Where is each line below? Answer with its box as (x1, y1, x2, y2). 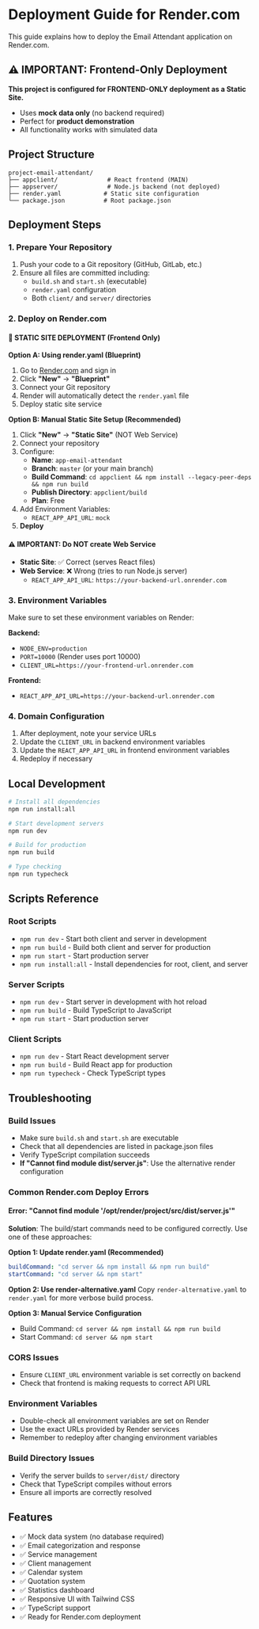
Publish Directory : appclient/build (31, 487, 148, 497)
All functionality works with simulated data (19, 124, 158, 134)
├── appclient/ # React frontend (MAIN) (8, 176, 190, 184)
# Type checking (8, 863, 62, 871)
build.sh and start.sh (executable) (31, 277, 148, 286)
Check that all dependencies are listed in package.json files (19, 1141, 214, 1150)
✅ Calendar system (19, 1567, 83, 1577)
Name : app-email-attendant (31, 456, 123, 465)
